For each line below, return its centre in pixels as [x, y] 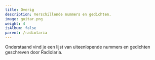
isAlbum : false [21, 28]
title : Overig [20, 10]
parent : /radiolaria [26, 33]
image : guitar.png [24, 19]
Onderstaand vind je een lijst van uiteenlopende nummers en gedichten [78, 47]
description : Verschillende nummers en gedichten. [58, 14]
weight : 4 [15, 24]
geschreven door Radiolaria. [34, 52]
